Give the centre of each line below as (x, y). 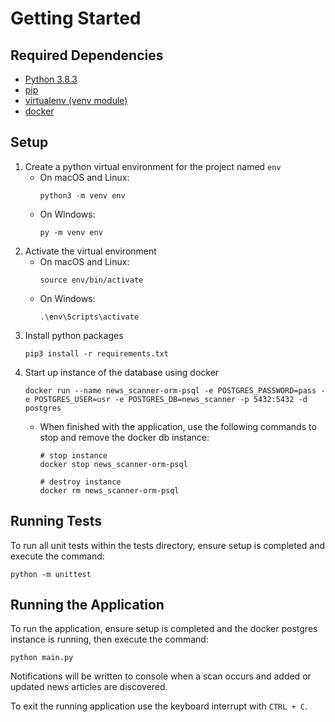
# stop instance (73, 455)
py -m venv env (71, 232)
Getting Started (76, 18)
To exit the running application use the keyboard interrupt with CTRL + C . (159, 706)
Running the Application (87, 605)
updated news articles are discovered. (89, 687)
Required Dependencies (87, 55)
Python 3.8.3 (51, 79)
